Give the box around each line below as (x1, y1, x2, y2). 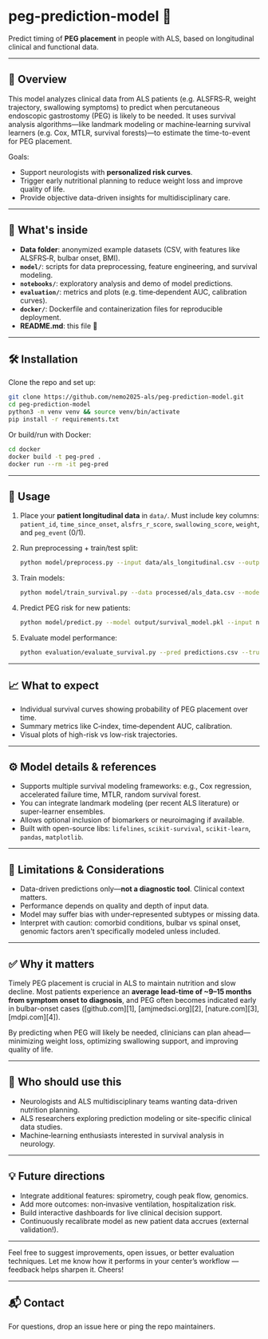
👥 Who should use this (8, 1076, 122, 1089)
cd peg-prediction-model (8, 401, 91, 409)
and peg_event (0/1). (19, 528, 86, 537)
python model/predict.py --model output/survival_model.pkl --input (19, 619, 253, 627)
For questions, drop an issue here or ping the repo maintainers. (8, 1321, 215, 1331)
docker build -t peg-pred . (8, 453, 102, 461)
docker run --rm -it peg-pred (8, 460, 109, 468)
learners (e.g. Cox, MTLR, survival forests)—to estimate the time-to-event (8, 128, 250, 137)
